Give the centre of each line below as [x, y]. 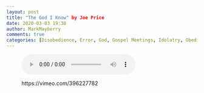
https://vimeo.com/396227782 [60, 83]
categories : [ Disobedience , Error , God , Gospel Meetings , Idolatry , [95, 40]
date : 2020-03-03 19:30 [36, 23]
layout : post [23, 12]
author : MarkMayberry [34, 29]
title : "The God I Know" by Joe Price [55, 18]
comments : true [25, 35]
